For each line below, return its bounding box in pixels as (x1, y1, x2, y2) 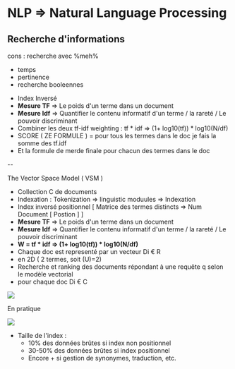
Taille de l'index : (17, 332, 67, 339)
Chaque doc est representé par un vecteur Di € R (17, 248, 161, 255)
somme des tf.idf (17, 139, 67, 147)
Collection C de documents (17, 188, 97, 195)
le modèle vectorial (17, 270, 73, 278)
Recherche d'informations (7, 33, 125, 45)
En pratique (7, 305, 41, 313)
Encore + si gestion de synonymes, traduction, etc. (28, 354, 176, 362)
